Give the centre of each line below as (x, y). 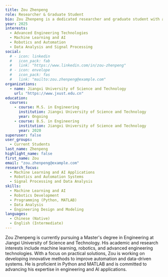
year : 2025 (16, 24)
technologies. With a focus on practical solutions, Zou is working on (75, 253)
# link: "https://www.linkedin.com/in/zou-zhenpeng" (68, 65)
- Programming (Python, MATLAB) (43, 200)
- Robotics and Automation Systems (47, 177)
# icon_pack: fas (30, 75)
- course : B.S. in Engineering (47, 121)
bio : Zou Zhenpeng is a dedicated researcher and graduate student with (82, 19)
